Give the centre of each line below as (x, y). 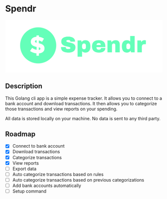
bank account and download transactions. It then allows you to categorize (81, 103)
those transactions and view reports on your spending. (61, 109)
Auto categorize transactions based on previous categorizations (78, 180)
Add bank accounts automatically (47, 186)
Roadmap (20, 134)
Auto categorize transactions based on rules (58, 174)
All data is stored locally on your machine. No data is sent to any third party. (83, 118)
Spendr (21, 9)
